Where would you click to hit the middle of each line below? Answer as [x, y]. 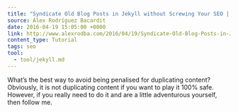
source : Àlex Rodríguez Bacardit [57, 20]
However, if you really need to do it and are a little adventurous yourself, [112, 94]
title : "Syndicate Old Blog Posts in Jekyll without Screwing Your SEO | [119, 14]
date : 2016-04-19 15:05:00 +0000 [57, 27]
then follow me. [30, 102]
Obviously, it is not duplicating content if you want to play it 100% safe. [111, 87]
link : [15, 33]
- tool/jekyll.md [39, 60]
